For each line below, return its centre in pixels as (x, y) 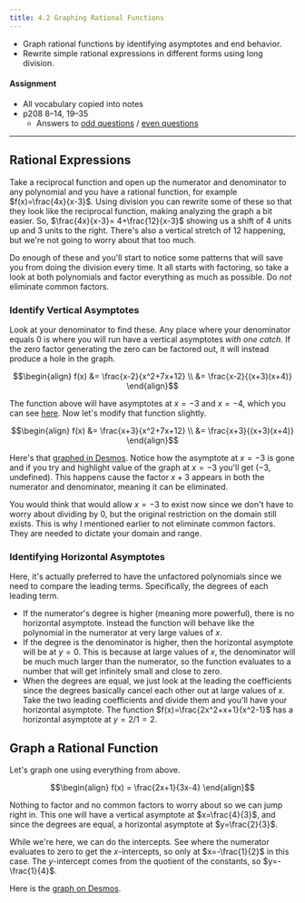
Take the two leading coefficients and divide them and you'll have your (155, 701)
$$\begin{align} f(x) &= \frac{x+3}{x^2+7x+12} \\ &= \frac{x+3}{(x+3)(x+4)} (152, 430)
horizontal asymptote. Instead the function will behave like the (138, 623)
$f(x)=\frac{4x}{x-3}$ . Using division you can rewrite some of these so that (151, 201)
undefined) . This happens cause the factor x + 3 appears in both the (137, 476)
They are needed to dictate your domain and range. (106, 533)
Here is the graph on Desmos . (65, 888)
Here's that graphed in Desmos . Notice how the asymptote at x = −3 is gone (152, 457)
